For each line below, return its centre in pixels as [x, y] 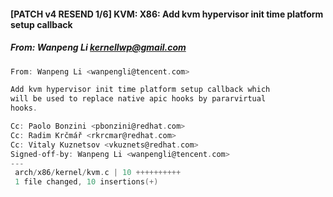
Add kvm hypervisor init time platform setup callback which [140, 90]
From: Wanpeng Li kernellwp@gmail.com [98, 47]
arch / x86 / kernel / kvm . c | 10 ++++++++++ [98, 173]
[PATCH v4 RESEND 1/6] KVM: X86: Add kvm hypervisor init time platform [167, 14]
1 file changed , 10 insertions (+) [86, 182]
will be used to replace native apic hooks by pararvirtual [138, 99]
